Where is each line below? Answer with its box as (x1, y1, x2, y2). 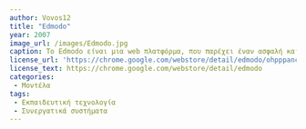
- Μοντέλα (13, 81, 51, 90)
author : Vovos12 (9, 13, 71, 23)
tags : (9, 89, 30, 98)
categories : (9, 73, 55, 82)
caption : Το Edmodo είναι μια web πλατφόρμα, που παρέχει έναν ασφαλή (9, 47, 283, 56)
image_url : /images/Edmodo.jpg (9, 38, 128, 48)
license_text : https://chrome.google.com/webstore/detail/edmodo (9, 64, 262, 74)
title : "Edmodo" (9, 22, 71, 31)
